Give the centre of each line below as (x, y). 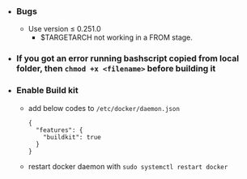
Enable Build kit (47, 91)
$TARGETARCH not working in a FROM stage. (116, 37)
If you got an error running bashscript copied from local (128, 58)
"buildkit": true (72, 137)
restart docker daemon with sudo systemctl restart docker (128, 166)
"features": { (59, 130)
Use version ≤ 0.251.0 (64, 29)
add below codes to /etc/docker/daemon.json (104, 108)
